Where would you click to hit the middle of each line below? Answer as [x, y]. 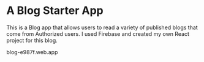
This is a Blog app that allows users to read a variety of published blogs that [102, 27]
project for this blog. [32, 40]
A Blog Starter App [55, 11]
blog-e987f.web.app [32, 52]
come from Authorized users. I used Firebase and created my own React [98, 33]
